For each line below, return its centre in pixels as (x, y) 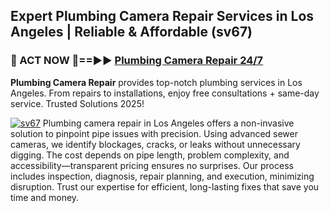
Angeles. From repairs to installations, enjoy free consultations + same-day (165, 93)
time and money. (45, 197)
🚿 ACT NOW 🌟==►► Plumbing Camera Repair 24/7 (137, 61)
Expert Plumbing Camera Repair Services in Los (162, 16)
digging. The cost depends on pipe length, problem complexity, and (150, 155)
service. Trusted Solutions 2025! (77, 103)
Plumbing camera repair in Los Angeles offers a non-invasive (168, 123)
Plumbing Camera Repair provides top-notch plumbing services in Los (156, 82)
